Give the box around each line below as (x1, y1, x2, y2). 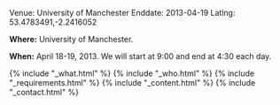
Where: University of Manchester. (9, 34, 134, 44)
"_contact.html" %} (9, 87, 80, 97)
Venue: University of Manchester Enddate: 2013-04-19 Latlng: (9, 8, 236, 18)
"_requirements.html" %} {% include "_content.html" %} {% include (9, 78, 256, 87)
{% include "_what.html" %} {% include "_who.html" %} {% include (9, 68, 255, 79)
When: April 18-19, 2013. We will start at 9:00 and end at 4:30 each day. (9, 51, 272, 61)
